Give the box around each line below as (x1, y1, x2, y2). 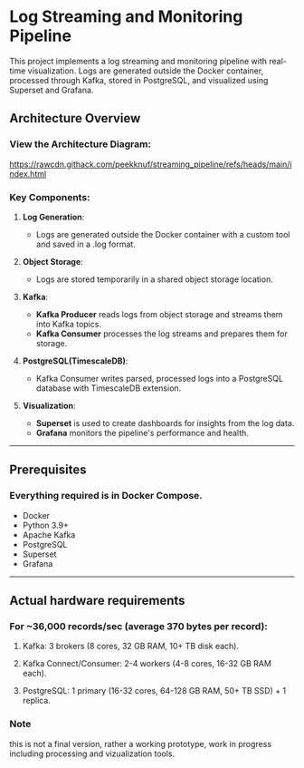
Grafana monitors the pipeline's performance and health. (35, 427, 249, 438)
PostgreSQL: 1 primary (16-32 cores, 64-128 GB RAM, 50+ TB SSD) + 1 (22, 685, 287, 696)
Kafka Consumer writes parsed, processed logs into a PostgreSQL (35, 373, 283, 384)
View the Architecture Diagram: (9, 138, 152, 151)
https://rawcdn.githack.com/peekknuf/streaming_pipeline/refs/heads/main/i (9, 159, 292, 170)
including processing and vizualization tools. (9, 748, 175, 759)
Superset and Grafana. (9, 84, 94, 95)
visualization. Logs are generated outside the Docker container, (27, 65, 264, 76)
